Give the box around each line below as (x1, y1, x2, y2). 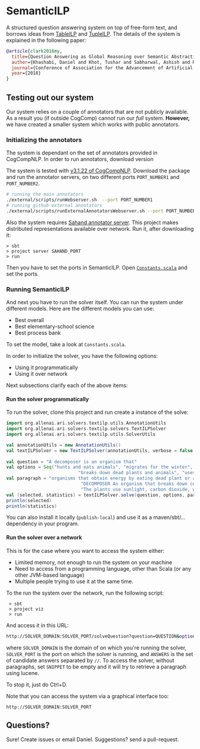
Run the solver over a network (6, 534, 82, 541)
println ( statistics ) (6, 503, 58, 509)
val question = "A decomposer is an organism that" (6, 459, 137, 465)
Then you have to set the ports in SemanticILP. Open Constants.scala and (6, 264, 187, 271)
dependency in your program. (6, 520, 79, 527)
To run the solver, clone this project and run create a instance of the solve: (6, 408, 189, 416)
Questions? (6, 720, 50, 730)
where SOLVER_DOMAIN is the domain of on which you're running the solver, (6, 644, 187, 651)
